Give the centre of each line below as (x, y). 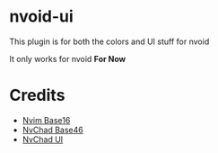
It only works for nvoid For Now (68, 58)
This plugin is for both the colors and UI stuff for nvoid (109, 41)
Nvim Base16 (46, 120)
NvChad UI (43, 139)
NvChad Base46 (52, 130)
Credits (37, 95)
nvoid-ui (41, 17)
